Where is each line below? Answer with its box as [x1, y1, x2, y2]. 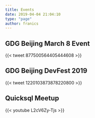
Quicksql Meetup [5, 94, 59, 103]
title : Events [5, 7, 35, 12]
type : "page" [5, 16, 32, 21]
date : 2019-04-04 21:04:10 [5, 12, 61, 17]
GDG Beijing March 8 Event [5, 39, 90, 47]
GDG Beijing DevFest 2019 [5, 67, 88, 75]
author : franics [5, 21, 39, 26]
